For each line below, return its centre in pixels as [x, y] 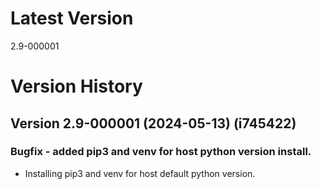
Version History [76, 86]
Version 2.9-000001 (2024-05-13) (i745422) [153, 123]
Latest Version [72, 18]
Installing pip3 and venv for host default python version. [140, 173]
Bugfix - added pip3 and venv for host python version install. [161, 152]
